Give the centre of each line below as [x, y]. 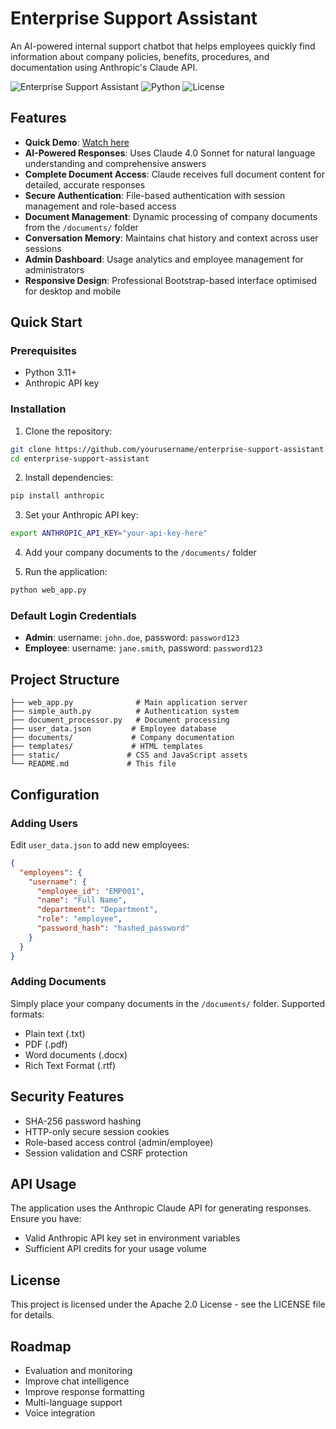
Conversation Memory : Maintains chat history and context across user [171, 238]
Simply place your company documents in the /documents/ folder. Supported [168, 1003]
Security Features [67, 1097]
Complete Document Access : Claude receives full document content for [175, 174]
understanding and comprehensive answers [115, 163]
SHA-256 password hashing [83, 1121]
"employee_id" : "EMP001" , [90, 891]
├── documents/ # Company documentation [122, 738]
